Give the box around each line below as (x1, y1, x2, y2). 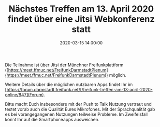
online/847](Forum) (5, 92, 44, 98)
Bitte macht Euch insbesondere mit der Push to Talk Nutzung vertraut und (5, 101, 152, 107)
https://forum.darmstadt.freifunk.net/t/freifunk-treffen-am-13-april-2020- (6, 86, 153, 92)
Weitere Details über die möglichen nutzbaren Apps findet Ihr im (5, 81, 133, 87)
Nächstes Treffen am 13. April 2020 (9, 3, 154, 14)
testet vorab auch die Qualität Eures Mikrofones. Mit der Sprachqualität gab (5, 106, 156, 112)
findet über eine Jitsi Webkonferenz (7, 14, 155, 25)
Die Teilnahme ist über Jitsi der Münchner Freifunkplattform (5, 62, 124, 68)
